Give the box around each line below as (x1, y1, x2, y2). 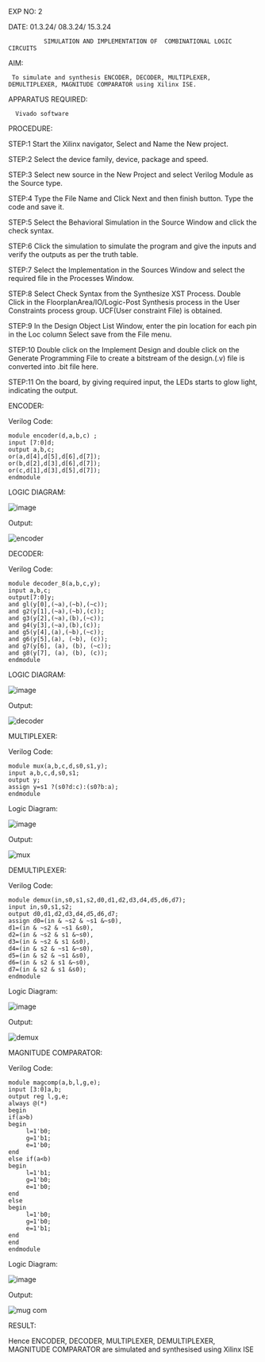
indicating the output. (8, 386, 79, 395)
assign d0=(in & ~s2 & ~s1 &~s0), (8, 917, 123, 925)
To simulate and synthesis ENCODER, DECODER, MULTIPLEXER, (11, 74, 212, 82)
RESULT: (8, 1321, 36, 1330)
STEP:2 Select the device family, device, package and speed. (8, 155, 209, 164)
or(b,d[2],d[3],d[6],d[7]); (8, 460, 102, 467)
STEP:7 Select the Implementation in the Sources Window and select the (8, 265, 245, 275)
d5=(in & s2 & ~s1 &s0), (8, 952, 90, 960)
